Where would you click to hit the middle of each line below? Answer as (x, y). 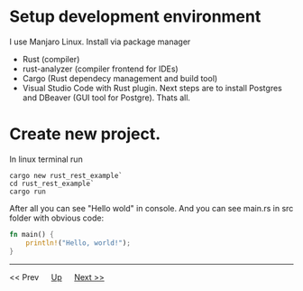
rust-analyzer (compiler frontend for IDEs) (100, 69)
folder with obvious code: (57, 218)
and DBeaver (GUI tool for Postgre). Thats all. (106, 98)
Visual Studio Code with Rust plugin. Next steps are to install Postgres (152, 88)
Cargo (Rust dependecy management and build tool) (120, 78)
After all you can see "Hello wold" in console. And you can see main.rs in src (151, 208)
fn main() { (32, 234)
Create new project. (85, 134)
